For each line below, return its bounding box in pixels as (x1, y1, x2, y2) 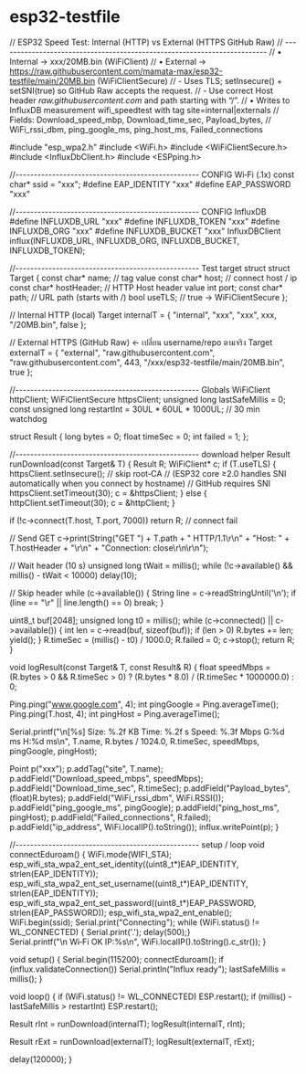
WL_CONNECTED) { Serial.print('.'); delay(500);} (9, 926, 191, 937)
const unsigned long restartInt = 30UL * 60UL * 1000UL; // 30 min (9, 404, 260, 415)
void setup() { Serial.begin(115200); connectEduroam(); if (9, 953, 224, 964)
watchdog (9, 413, 47, 424)
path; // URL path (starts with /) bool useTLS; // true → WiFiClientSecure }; (9, 291, 288, 302)
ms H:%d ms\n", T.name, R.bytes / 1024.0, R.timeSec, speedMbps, (9, 735, 260, 746)
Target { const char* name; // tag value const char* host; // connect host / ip (9, 272, 298, 283)
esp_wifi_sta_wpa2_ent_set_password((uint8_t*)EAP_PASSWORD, (9, 897, 257, 908)
